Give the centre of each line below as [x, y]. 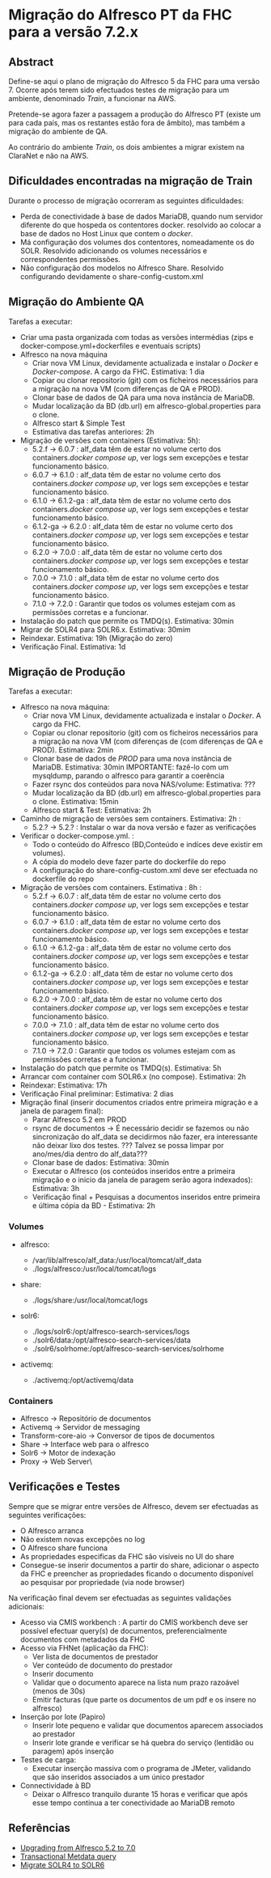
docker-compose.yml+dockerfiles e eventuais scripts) [110, 346]
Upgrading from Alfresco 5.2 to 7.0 [78, 1847]
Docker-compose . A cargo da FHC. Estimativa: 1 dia [118, 371]
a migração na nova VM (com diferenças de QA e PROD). [127, 388]
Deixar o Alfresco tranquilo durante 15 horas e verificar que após [140, 1794]
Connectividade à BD [55, 1785]
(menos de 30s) [59, 1691]
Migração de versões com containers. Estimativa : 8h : [111, 888]
